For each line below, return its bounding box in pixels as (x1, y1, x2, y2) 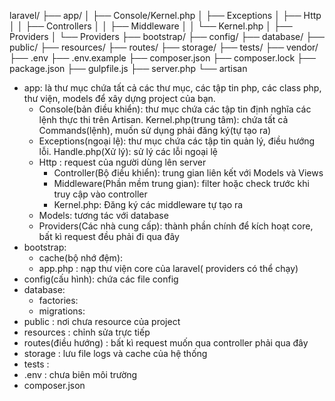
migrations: (38, 305, 86, 317)
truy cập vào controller (53, 188, 148, 200)
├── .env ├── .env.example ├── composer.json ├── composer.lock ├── (9, 52, 316, 64)
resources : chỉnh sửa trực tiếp (23, 326, 151, 338)
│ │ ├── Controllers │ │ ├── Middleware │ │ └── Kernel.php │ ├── (9, 20, 293, 32)
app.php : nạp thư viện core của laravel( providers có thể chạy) (38, 263, 299, 274)
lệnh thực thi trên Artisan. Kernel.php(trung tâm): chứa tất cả (38, 114, 289, 125)
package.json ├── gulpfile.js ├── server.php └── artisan (9, 63, 248, 74)
